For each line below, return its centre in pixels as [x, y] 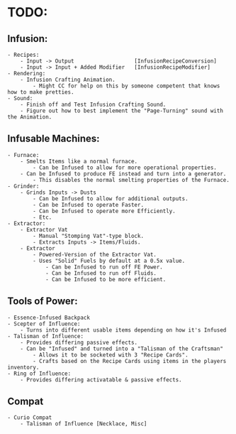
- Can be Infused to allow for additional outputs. [111, 199]
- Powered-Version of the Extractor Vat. [95, 254]
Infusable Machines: [54, 139]
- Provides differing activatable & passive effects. [101, 380]
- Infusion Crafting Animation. [68, 80]
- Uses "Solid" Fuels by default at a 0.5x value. [109, 261]
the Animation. [30, 117]
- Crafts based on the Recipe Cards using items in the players [130, 361]
